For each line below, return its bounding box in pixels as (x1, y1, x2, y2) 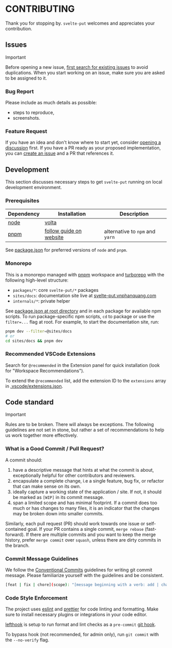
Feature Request (5, 127, 48, 135)
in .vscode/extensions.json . (5, 383, 63, 389)
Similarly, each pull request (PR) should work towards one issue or (5, 520, 145, 527)
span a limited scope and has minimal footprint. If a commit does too (12, 499, 158, 506)
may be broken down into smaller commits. (12, 510, 104, 516)
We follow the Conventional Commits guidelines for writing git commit (5, 567, 153, 573)
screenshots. (12, 115, 40, 121)
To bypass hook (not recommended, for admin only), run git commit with (5, 632, 159, 638)
